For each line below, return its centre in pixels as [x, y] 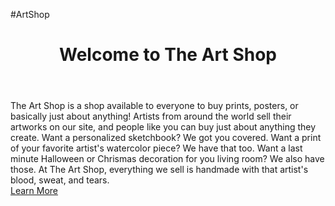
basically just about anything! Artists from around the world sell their [151, 116]
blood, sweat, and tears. [60, 180]
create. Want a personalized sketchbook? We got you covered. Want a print [166, 138]
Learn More [34, 191]
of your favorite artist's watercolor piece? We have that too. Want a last [156, 148]
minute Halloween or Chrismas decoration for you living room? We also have [167, 159]
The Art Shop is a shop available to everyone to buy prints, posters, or [154, 106]
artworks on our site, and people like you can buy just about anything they [163, 127]
